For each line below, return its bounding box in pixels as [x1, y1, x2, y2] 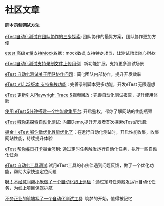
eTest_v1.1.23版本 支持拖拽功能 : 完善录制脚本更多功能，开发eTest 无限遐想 [5, 81, 156, 87]
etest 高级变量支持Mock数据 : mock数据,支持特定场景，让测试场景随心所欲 [5, 50, 156, 56]
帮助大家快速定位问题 [13, 169, 57, 175]
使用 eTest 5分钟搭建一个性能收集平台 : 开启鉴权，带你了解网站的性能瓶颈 [5, 108, 153, 114]
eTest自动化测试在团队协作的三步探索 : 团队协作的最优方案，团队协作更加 [5, 34, 152, 40]
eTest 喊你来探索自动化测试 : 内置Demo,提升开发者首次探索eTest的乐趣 [5, 119, 147, 125]
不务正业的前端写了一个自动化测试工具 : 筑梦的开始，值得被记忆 [5, 196, 133, 202]
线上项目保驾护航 [18, 185, 53, 191]
